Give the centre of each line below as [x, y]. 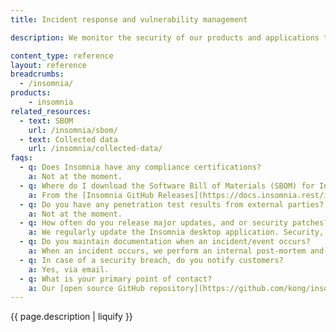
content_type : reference [62, 56]
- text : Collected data [68, 139]
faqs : [21, 158]
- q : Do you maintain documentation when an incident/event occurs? [165, 242]
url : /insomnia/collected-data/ [95, 149]
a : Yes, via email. [69, 269]
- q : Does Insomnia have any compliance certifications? [140, 167]
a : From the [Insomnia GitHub [91, 195]
